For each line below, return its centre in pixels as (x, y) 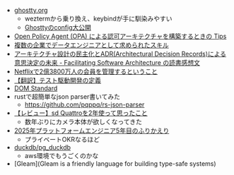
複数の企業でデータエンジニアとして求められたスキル (92, 45)
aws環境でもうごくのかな (62, 156)
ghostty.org (31, 10)
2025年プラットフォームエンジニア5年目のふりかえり (92, 131)
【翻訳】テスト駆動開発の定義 (57, 80)
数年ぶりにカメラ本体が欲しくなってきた (83, 122)
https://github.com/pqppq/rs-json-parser (84, 104)
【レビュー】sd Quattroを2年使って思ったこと (81, 113)
